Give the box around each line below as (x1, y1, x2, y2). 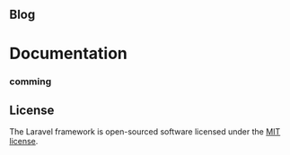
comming (9, 75, 52, 88)
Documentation (9, 43, 128, 64)
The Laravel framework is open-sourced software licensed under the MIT (9, 126, 281, 137)
